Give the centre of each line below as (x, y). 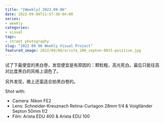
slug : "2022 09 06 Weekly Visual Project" (49, 46)
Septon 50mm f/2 (30, 111)
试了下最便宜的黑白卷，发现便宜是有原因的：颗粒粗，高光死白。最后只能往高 (82, 65)
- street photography (27, 41)
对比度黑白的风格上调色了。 (33, 71)
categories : (17, 28)
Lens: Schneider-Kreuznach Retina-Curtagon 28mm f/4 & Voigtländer (82, 106)
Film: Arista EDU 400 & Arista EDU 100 (51, 116)
